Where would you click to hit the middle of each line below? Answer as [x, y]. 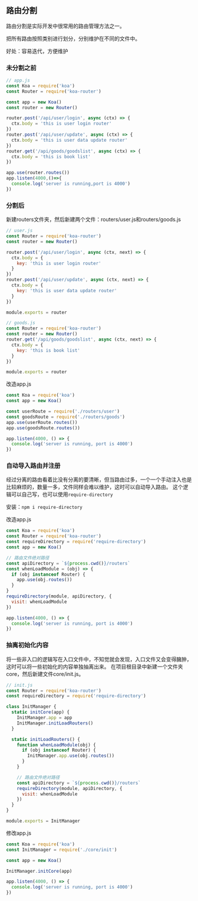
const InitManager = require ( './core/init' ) [62, 850]
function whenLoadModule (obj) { [56, 745]
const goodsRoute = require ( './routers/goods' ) [66, 417]
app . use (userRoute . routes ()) [42, 422]
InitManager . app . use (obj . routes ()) [71, 756]
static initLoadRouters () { [46, 739]
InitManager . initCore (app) [39, 871]
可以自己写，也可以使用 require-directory [62, 494]
